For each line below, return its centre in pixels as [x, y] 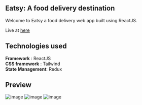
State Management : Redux [34, 69]
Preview [19, 85]
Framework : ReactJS [28, 58]
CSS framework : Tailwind [33, 64]
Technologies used [36, 46]
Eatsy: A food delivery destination [60, 8]
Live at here [18, 30]
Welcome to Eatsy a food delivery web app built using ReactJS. [72, 20]
